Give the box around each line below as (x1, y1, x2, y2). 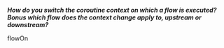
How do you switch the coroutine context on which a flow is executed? (7, 6, 217, 14)
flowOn (7, 34, 29, 42)
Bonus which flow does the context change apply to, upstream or (7, 13, 202, 22)
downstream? (7, 21, 49, 29)
